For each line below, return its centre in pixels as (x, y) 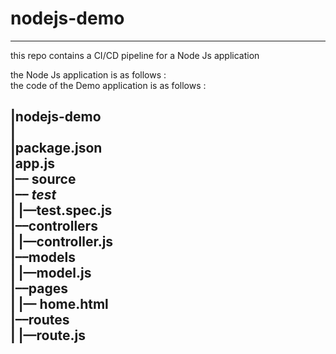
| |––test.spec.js (61, 210)
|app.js (32, 163)
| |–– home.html (59, 304)
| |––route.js (48, 335)
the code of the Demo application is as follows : (108, 85)
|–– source (43, 179)
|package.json (56, 148)
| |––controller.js (62, 242)
